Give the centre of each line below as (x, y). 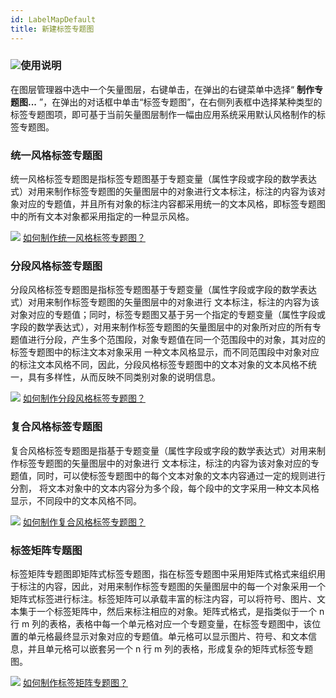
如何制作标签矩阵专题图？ (75, 682)
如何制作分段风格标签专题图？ (84, 398)
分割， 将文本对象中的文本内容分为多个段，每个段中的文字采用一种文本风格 (165, 488)
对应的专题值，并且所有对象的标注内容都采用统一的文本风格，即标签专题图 (172, 204)
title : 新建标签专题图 (52, 29)
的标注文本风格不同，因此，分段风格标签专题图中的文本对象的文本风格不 (159, 365)
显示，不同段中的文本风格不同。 (76, 500)
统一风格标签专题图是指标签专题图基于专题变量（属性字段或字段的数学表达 (163, 179)
